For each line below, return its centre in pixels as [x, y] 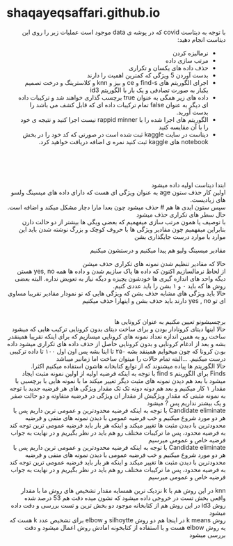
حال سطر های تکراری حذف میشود [181, 214]
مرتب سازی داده [187, 60]
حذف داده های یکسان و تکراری [169, 68]
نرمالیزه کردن [191, 53]
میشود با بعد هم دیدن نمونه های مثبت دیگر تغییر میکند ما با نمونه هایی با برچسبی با [120, 380]
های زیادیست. [208, 199]
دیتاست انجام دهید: [202, 39]
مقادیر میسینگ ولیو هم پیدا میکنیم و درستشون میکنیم [158, 250]
